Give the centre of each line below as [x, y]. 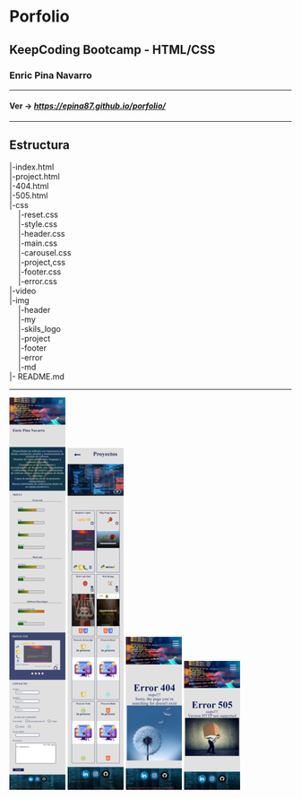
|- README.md [37, 376]
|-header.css [41, 233]
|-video [23, 291]
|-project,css [41, 262]
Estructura [39, 145]
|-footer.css [39, 272]
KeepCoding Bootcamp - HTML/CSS [112, 50]
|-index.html [32, 167]
